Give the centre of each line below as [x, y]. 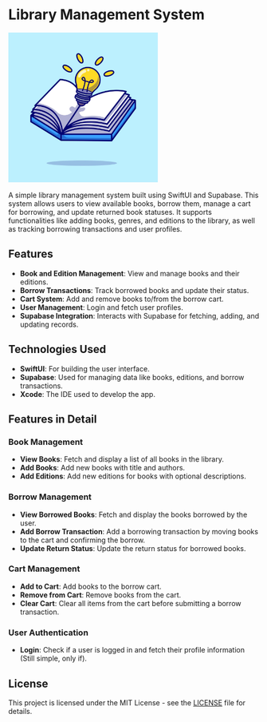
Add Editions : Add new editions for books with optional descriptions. [133, 476]
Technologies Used [57, 349]
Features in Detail [53, 419]
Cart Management [44, 569]
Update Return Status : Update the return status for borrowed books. [133, 548]
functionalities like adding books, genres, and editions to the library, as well [132, 220]
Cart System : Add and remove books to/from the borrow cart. [122, 299]
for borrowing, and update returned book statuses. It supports [110, 212]
